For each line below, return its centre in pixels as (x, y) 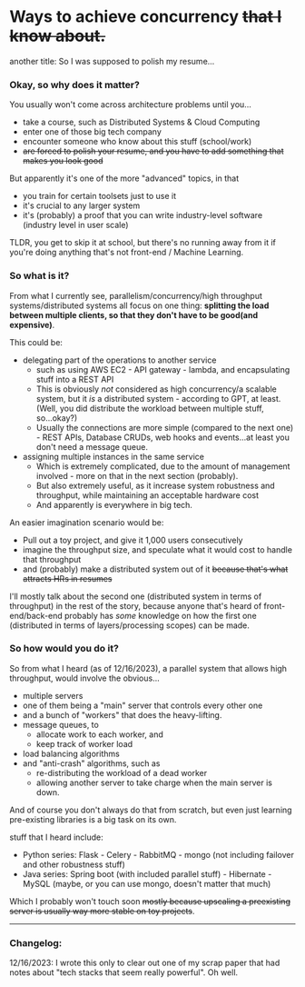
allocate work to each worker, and (99, 734)
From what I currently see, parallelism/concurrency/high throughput (136, 295)
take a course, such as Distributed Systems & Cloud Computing (141, 122)
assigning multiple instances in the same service (113, 456)
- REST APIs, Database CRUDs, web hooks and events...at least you (163, 437)
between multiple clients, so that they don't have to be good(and (134, 314)
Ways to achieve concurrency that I (146, 17)
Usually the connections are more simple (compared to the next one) (165, 427)
